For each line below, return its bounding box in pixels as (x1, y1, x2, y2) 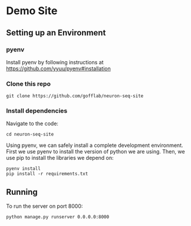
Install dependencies (6, 107, 68, 115)
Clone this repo (6, 80, 51, 88)
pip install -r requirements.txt (6, 171, 88, 177)
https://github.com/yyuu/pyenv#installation (6, 65, 111, 72)
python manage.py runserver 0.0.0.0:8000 (6, 214, 110, 220)
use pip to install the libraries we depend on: (6, 155, 114, 162)
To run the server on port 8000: (6, 202, 83, 210)
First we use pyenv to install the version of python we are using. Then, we (6, 148, 185, 155)
